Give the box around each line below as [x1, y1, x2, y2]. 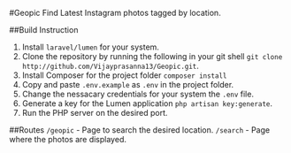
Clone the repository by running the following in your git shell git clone [21, 51, 283, 61]
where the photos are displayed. [9, 134, 126, 144]
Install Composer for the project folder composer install [21, 70, 227, 80]
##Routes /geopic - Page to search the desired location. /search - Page [9, 125, 271, 135]
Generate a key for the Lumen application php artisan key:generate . [21, 98, 272, 109]
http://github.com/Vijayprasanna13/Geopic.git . [21, 61, 199, 71]
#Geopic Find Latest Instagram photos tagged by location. [9, 8, 221, 18]
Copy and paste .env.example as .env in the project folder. [21, 80, 234, 89]
